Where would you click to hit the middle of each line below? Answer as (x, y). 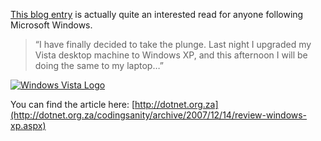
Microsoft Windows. (51, 25)
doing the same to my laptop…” (99, 65)
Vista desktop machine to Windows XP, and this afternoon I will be (171, 55)
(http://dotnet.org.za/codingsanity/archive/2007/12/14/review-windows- (159, 115)
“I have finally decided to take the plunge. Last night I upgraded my (173, 44)
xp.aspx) (28, 125)
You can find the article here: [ (73, 104)
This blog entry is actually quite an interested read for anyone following (157, 14)
